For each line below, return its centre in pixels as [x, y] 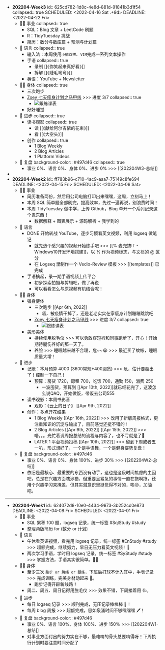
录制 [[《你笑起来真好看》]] [59, 66]
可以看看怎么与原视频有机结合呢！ [69, 289]
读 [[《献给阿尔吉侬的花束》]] [62, 128]
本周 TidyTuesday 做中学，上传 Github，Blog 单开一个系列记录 [90, 209]
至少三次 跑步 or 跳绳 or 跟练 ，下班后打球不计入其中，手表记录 [90, 572]
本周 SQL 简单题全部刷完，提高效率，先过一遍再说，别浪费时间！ [93, 202]
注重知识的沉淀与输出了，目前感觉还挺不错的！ [82, 424]
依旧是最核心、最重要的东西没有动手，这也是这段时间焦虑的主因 [91, 472]
